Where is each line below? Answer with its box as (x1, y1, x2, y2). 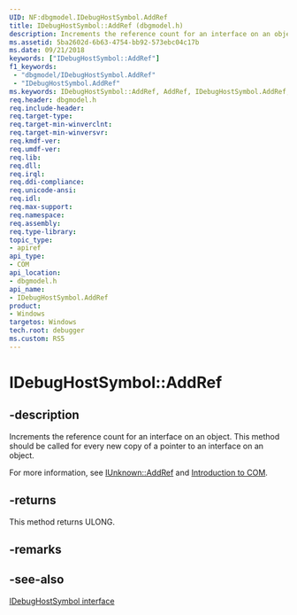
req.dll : (9, 161, 42, 170)
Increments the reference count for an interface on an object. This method (9, 431, 280, 441)
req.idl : (9, 194, 42, 204)
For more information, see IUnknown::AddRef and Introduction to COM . (9, 467, 268, 478)
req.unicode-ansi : (9, 186, 77, 195)
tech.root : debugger (9, 326, 86, 335)
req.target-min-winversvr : (9, 128, 109, 137)
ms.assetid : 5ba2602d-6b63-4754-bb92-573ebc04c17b (9, 37, 200, 47)
